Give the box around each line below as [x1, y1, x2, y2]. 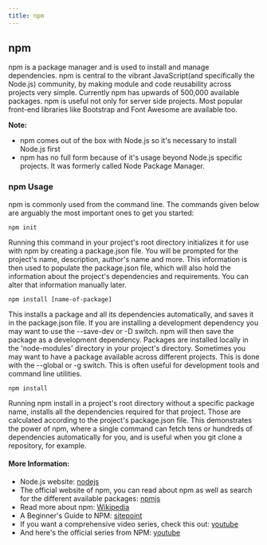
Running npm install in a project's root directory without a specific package [8, 398, 255, 408]
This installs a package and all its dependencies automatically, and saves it [8, 309, 254, 319]
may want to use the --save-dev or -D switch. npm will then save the [8, 326, 234, 336]
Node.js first [19, 145, 61, 154]
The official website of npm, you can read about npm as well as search [19, 485, 253, 495]
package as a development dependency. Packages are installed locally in [8, 335, 249, 344]
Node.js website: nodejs [19, 476, 100, 486]
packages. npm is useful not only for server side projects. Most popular [8, 97, 243, 106]
